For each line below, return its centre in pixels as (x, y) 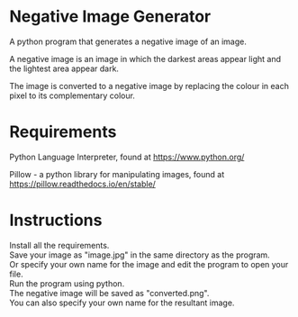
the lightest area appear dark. (64, 68)
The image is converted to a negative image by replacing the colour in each (149, 86)
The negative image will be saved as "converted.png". (109, 293)
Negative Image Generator (110, 17)
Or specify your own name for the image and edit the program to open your (149, 264)
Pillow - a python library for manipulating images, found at (117, 174)
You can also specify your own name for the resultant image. (122, 303)
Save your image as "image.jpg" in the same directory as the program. (140, 255)
